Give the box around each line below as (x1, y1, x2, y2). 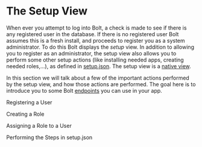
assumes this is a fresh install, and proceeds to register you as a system (6, 37, 185, 44)
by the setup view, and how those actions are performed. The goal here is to (6, 80, 196, 88)
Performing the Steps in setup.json (6, 134, 93, 141)
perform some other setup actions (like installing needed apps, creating (6, 56, 184, 63)
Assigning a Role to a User (6, 122, 72, 129)
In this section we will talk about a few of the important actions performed (6, 74, 190, 81)
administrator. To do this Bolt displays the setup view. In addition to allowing (6, 43, 195, 51)
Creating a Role (6, 110, 45, 117)
